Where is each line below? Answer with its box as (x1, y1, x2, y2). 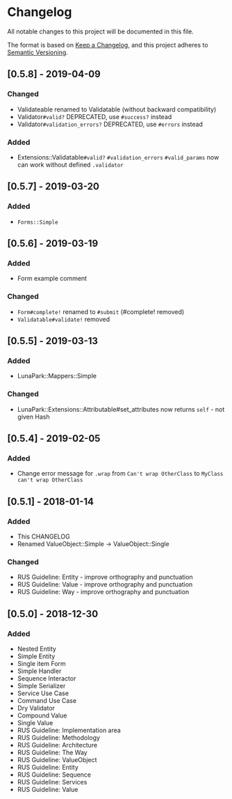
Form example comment (17, 274, 88, 283)
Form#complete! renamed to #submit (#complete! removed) (17, 307, 185, 316)
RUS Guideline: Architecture (17, 740, 98, 749)
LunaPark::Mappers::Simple (17, 372, 97, 380)
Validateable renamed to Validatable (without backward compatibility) (17, 105, 217, 114)
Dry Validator (17, 704, 56, 712)
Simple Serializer (17, 681, 66, 690)
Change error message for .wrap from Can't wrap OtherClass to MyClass (17, 470, 224, 478)
